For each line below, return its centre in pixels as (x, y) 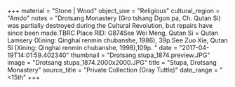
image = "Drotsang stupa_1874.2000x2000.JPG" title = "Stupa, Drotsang (112, 62)
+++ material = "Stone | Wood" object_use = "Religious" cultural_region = (114, 11)
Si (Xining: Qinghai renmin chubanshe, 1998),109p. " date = (92, 48)
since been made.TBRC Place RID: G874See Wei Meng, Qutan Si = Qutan (113, 33)
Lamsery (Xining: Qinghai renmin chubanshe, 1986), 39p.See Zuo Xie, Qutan (117, 40)
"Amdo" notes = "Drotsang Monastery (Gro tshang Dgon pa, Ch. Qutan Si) (114, 18)
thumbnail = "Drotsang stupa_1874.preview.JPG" (140, 55)
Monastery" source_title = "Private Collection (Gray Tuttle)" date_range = (113, 70)
